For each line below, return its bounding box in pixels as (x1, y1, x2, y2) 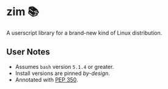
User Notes (6, 47, 50, 57)
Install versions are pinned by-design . (15, 69, 110, 77)
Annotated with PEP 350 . (15, 76, 78, 83)
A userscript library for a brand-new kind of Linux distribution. (6, 29, 163, 37)
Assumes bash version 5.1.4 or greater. (15, 63, 114, 70)
